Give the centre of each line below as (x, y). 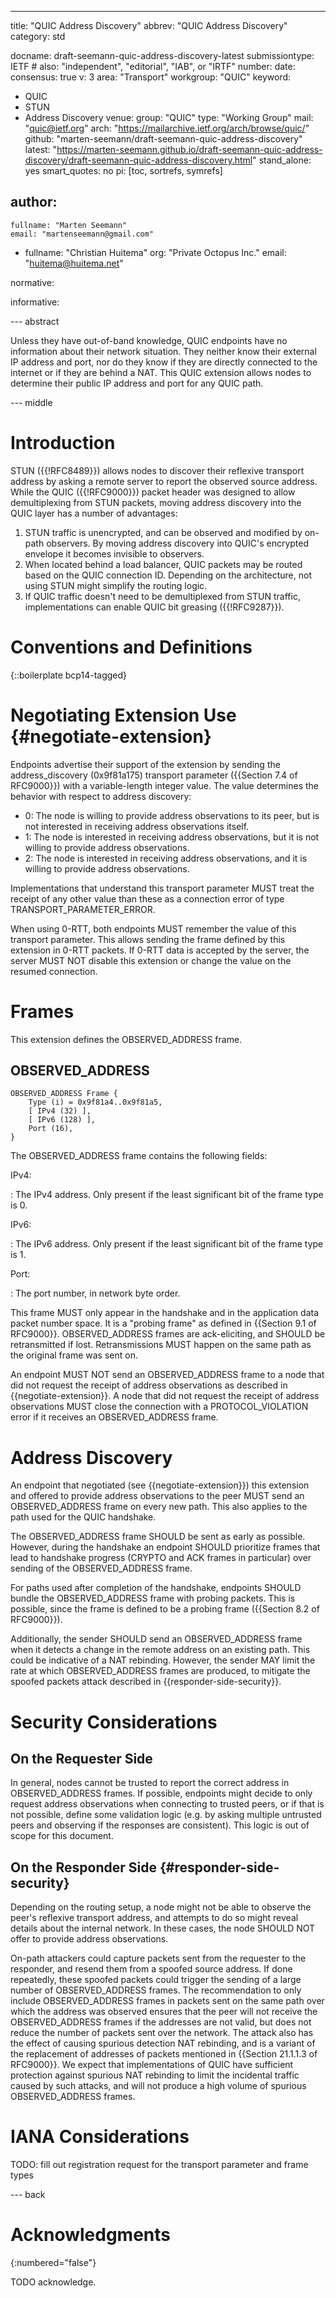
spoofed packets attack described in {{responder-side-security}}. (146, 1682)
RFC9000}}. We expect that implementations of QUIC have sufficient (152, 2065)
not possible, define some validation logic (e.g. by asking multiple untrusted (166, 1815)
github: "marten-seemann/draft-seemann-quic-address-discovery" (163, 139)
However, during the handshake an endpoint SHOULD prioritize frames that (165, 1547)
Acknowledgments (91, 2235)
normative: (32, 282)
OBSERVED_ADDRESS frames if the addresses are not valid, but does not (161, 2022)
